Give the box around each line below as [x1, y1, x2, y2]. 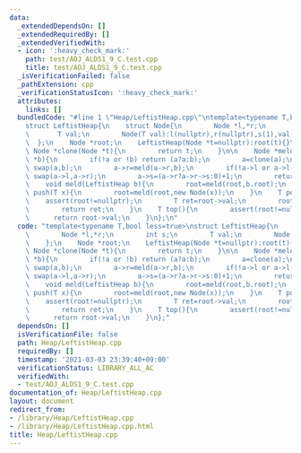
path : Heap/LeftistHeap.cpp [17, 338, 123, 347]
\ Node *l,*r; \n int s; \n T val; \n [25, 230, 243, 239]
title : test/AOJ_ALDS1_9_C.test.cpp [25, 64, 163, 73]
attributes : [17, 96, 63, 106]
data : [9, 13, 30, 22]
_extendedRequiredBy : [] [17, 30, 110, 39]
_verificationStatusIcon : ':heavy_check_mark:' [17, 88, 199, 97]
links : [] [25, 105, 63, 114]
